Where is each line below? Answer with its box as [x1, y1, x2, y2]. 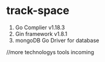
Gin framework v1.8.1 [15, 30, 68, 37]
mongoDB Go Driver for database [15, 36, 100, 44]
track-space [6, 4, 70, 18]
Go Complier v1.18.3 [15, 24, 65, 31]
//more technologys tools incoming [6, 48, 95, 55]
